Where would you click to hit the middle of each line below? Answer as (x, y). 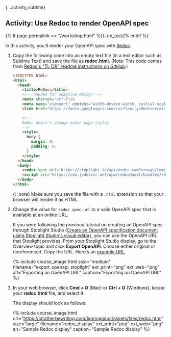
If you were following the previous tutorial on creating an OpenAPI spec (88, 224)
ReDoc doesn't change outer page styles (66, 123)
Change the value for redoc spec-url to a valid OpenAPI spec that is (84, 209)
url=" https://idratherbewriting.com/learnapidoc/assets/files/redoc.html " (88, 318)
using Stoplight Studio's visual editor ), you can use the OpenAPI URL (85, 235)
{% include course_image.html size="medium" (62, 262)
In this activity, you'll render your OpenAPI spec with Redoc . (68, 45)
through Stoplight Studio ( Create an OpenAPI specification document (85, 230)
